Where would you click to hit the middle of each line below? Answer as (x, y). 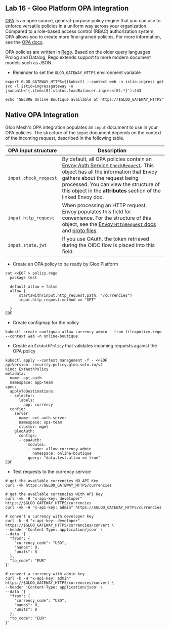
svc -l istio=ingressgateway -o (39, 86)
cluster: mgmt (34, 427)
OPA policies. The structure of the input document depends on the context (83, 132)
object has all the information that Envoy (110, 172)
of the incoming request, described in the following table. (65, 138)
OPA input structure (32, 150)
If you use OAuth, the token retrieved (105, 239)
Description (112, 150)
